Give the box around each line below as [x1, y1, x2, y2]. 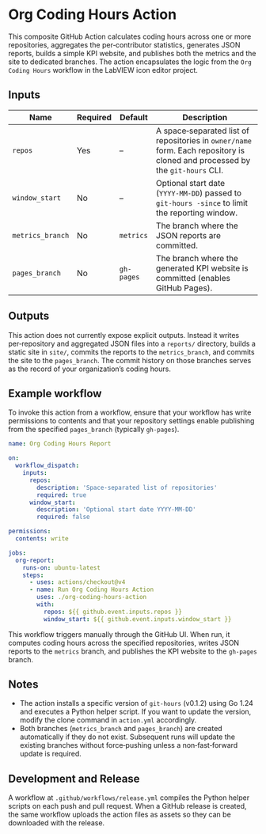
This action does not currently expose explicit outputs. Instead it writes [8, 330, 240, 339]
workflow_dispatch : [15, 461, 80, 470]
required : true [36, 491, 87, 499]
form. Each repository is [155, 145, 245, 156]
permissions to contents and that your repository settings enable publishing [8, 416, 255, 426]
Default [120, 112, 148, 123]
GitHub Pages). [155, 282, 213, 294]
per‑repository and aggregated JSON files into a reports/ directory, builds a [8, 339, 256, 348]
